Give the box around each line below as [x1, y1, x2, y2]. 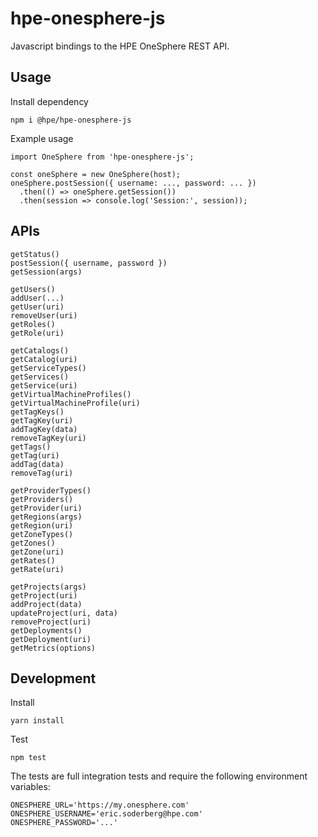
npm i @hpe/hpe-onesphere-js [10, 115, 132, 125]
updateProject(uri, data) [10, 608, 118, 618]
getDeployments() [10, 625, 83, 636]
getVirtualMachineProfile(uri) [10, 398, 141, 408]
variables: [10, 781, 51, 793]
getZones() [10, 538, 56, 548]
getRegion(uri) [10, 520, 74, 531]
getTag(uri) [10, 450, 60, 461]
